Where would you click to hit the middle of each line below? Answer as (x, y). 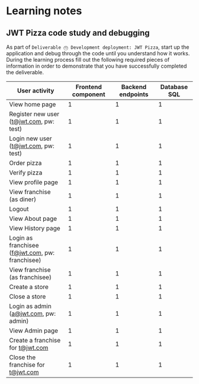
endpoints (134, 94)
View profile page (33, 182)
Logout (19, 209)
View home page (33, 104)
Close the (23, 357)
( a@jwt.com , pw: (33, 314)
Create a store (29, 287)
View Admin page (33, 331)
